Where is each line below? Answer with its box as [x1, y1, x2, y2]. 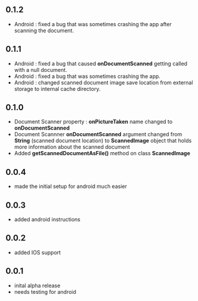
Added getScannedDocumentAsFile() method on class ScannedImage [14, 150, 191, 157]
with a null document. [14, 66, 68, 73]
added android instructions [14, 216, 81, 223]
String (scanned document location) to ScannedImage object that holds [14, 137, 192, 145]
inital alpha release [14, 282, 61, 289]
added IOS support [14, 249, 61, 256]
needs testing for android [14, 288, 77, 295]
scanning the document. [14, 27, 74, 34]
